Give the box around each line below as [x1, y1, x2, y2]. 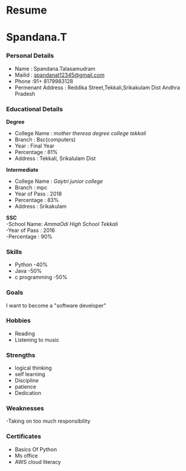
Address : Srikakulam [14, 202, 67, 210]
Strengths [6, 351, 35, 359]
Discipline [14, 377, 39, 384]
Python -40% [14, 261, 48, 269]
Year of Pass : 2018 [14, 190, 62, 197]
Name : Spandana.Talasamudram [14, 65, 96, 72]
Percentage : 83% [14, 196, 59, 204]
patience [14, 383, 37, 390]
